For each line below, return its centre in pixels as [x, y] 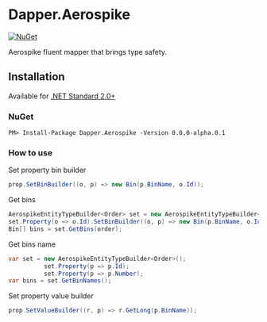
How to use [31, 152]
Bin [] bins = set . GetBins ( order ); [66, 229]
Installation [37, 77]
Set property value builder [51, 296]
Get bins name [32, 244]
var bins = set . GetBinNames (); [60, 281]
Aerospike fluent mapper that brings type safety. [88, 52]
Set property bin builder [47, 170]
